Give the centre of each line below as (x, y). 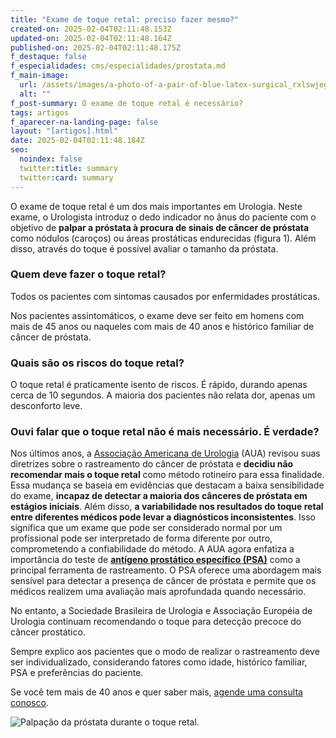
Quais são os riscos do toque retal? (97, 363)
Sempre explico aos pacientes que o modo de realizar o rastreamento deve (165, 652)
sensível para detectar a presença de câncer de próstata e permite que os (163, 581)
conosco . (29, 703)
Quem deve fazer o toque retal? (88, 274)
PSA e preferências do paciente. (77, 673)
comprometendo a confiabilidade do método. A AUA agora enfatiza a (152, 549)
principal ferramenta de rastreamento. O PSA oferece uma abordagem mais (166, 570)
